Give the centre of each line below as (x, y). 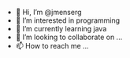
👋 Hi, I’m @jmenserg (48, 12)
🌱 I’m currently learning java (61, 29)
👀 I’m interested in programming (68, 20)
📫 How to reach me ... (52, 46)
